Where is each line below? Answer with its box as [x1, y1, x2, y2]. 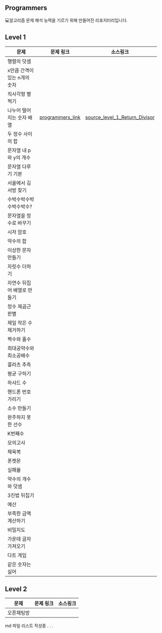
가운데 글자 [7, 535, 31, 542]
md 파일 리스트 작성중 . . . [5, 623, 54, 629]
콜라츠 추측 [7, 361, 31, 368]
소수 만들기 [7, 404, 31, 411]
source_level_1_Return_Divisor [85, 114, 155, 121]
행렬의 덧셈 [7, 58, 31, 64]
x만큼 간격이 [7, 67, 34, 74]
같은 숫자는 [7, 561, 31, 568]
